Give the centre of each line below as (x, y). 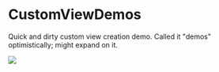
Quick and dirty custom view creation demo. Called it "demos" (110, 36)
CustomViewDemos (75, 15)
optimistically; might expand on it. (63, 44)
